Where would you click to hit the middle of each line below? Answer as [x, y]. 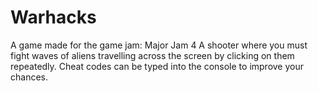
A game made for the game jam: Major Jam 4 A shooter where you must [159, 45]
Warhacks [53, 17]
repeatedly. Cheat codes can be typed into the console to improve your [157, 66]
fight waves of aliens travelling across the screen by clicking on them [152, 55]
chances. [29, 77]
